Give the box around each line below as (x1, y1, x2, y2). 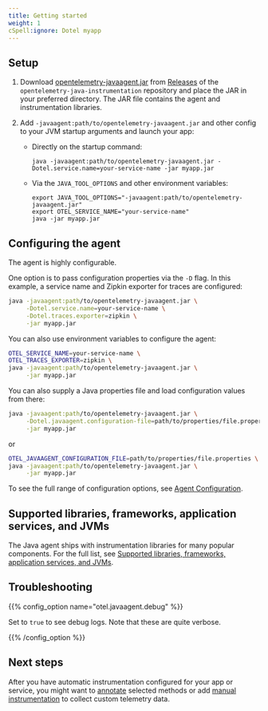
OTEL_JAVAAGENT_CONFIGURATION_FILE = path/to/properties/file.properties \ (8, 454, 259, 463)
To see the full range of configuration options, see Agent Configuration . (8, 484, 243, 493)
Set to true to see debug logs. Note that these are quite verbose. (8, 617, 222, 626)
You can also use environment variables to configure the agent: (8, 334, 217, 343)
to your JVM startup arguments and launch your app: (19, 127, 195, 136)
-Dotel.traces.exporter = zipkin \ (26, 312, 137, 320)
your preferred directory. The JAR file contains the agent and (19, 94, 221, 104)
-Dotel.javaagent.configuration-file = (26, 417, 156, 425)
